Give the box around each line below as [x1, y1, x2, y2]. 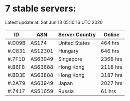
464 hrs [100, 39, 120, 46]
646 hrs [100, 48, 120, 54]
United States [58, 39, 90, 46]
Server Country [58, 31, 96, 38]
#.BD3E [7, 71, 26, 78]
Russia [58, 88, 74, 95]
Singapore [58, 55, 83, 62]
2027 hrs [100, 80, 123, 87]
